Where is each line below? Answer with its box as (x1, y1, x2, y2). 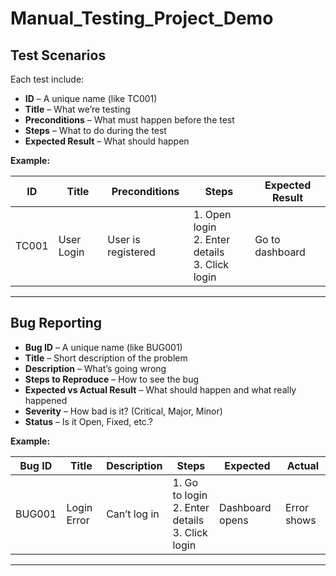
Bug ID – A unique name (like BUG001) (24, 341, 183, 353)
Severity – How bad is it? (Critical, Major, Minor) (24, 405, 223, 417)
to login (172, 488, 208, 502)
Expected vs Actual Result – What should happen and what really (24, 383, 297, 396)
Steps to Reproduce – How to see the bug (24, 373, 200, 385)
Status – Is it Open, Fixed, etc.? (24, 415, 153, 427)
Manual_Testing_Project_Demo (10, 7, 274, 30)
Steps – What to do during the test (24, 125, 167, 136)
